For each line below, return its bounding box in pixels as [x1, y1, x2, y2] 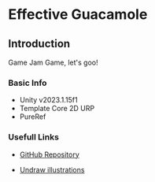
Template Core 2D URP [19, 104, 95, 113]
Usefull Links [8, 132, 59, 143]
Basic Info [8, 77, 47, 88]
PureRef [19, 112, 46, 121]
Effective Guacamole [8, 6, 148, 24]
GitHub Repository [19, 150, 80, 159]
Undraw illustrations [19, 165, 85, 174]
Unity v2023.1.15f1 [19, 95, 78, 105]
